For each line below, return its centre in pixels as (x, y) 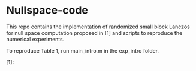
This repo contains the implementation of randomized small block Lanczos (98, 27)
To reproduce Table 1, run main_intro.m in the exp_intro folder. (83, 50)
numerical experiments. (35, 39)
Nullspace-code (47, 10)
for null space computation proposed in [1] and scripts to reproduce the (94, 33)
